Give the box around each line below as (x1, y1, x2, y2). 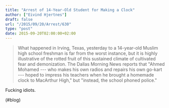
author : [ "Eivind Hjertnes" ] (5, 12, 67, 17)
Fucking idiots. (5, 87, 36, 93)
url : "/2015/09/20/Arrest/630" (5, 21, 72, 27)
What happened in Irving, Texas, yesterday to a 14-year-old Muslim (17, 45, 158, 51)
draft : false (5, 17, 33, 22)
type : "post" (5, 26, 33, 31)
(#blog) (5, 97, 21, 103)
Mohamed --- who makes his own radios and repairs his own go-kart (17, 66, 162, 73)
